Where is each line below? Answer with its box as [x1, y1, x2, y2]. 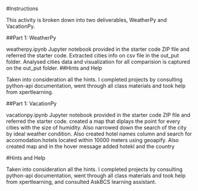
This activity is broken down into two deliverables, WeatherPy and [6, 17, 167, 23]
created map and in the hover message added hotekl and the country [6, 143, 175, 150]
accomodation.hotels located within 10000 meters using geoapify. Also [6, 137, 179, 144]
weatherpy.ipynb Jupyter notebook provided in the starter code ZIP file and [6, 46, 190, 53]
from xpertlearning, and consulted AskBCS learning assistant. [6, 179, 157, 185]
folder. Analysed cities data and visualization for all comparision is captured [6, 59, 190, 65]
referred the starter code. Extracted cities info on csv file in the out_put [6, 52, 179, 59]
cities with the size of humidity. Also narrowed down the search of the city [6, 124, 187, 131]
